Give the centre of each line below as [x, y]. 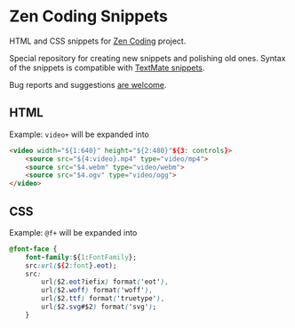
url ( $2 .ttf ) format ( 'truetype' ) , [103, 299]
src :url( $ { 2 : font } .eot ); [71, 265]
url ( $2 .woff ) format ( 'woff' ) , [97, 291]
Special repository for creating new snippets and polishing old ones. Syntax [147, 58]
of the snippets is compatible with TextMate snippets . [107, 68]
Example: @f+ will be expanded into [73, 232]
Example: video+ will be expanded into [79, 134]
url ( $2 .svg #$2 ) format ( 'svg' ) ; [99, 307]
